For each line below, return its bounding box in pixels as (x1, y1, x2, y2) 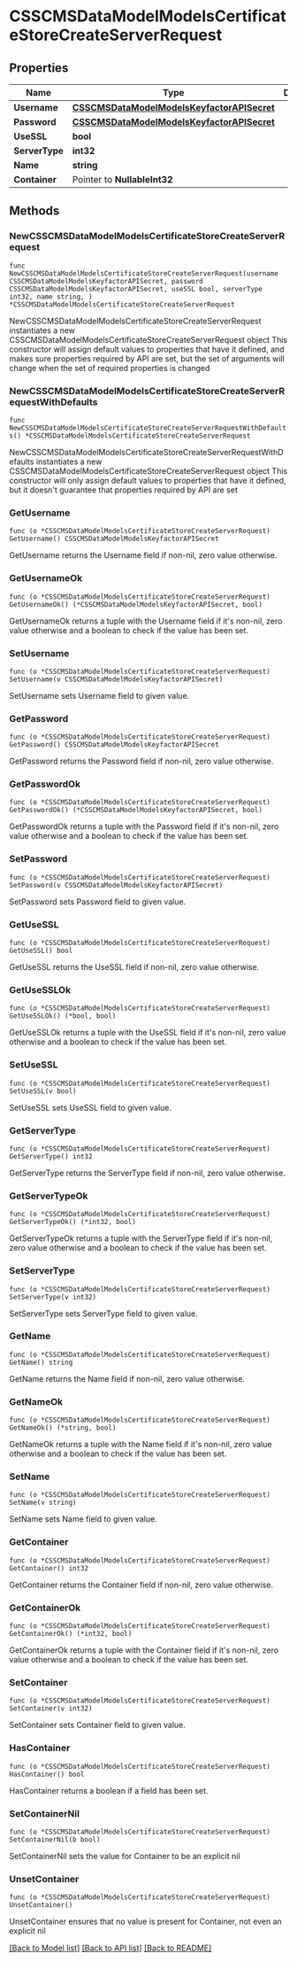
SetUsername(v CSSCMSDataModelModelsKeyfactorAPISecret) (9, 675, 224, 684)
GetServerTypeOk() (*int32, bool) (9, 1218, 137, 1227)
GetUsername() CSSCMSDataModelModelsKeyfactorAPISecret (9, 534, 219, 544)
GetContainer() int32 (9, 1563, 89, 1573)
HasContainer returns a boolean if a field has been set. (9, 1785, 209, 1795)
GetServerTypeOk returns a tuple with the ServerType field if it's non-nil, (9, 1233, 273, 1244)
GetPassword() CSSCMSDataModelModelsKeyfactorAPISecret (9, 740, 219, 749)
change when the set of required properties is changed (9, 362, 210, 373)
